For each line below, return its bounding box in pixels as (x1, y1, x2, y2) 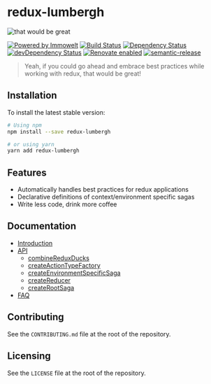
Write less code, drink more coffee (17, 200, 117, 208)
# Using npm (7, 122, 42, 129)
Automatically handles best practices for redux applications (17, 185, 189, 194)
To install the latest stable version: (7, 108, 105, 116)
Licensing (7, 350, 51, 362)
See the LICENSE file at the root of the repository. (7, 369, 147, 377)
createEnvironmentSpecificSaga (27, 269, 121, 277)
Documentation (7, 220, 77, 232)
